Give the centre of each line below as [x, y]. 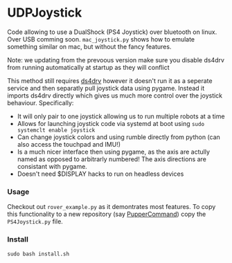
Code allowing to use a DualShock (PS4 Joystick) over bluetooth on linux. [112, 32]
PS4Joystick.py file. [35, 221]
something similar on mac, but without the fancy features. [89, 46]
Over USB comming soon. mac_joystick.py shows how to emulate [101, 39]
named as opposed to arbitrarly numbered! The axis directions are [111, 159]
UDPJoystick [45, 13]
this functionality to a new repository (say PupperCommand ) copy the [107, 214]
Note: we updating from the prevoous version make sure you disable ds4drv [116, 60]
